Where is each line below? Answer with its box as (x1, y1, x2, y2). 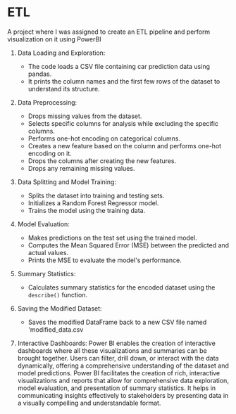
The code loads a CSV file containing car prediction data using (27, 62, 210, 70)
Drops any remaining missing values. (27, 164, 135, 172)
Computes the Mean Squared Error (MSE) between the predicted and (27, 240, 230, 250)
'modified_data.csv (27, 325, 84, 334)
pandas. (27, 70, 52, 78)
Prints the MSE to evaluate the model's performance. (27, 256, 182, 264)
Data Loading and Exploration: (17, 48, 106, 57)
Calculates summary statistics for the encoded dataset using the (27, 283, 216, 292)
